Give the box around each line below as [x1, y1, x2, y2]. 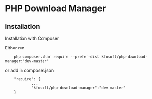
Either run [5, 45, 25, 50]
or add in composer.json [5, 67, 54, 73]
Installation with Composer [5, 35, 59, 41]
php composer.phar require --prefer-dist [14, 54, 99, 59]
